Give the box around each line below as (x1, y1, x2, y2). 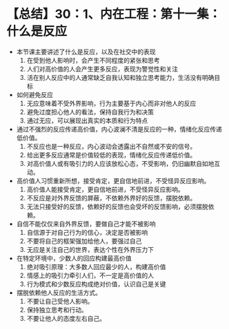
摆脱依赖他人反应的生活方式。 (16, 288, 101, 297)
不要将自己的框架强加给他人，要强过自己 (26, 237, 142, 245)
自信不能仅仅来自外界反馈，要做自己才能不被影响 (16, 220, 156, 228)
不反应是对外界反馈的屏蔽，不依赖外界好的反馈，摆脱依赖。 (26, 193, 197, 202)
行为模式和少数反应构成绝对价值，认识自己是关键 (26, 279, 166, 288)
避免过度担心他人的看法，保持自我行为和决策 (26, 107, 155, 116)
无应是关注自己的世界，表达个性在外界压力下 (26, 245, 155, 253)
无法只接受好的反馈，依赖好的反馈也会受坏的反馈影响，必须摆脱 (26, 202, 208, 211)
